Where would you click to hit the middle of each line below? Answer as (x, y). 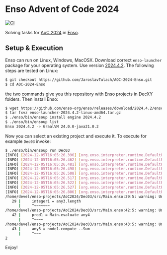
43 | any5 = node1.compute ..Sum (51, 229)
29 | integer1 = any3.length (46, 201)
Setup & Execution (34, 48)
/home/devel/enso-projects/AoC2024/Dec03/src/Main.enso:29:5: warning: (81, 196)
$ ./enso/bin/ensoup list (32, 122)
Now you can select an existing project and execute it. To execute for (76, 136)
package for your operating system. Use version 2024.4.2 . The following (80, 65)
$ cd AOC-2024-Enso (25, 84)
